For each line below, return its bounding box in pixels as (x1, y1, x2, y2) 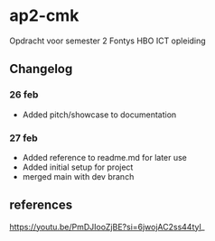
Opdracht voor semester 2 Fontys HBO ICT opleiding (9, 35, 206, 46)
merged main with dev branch (22, 171, 135, 181)
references (9, 198, 73, 213)
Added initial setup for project (22, 162, 134, 172)
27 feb (9, 132, 38, 144)
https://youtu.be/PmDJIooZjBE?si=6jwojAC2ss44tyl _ (9, 221, 205, 232)
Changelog (9, 61, 73, 77)
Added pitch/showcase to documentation (22, 109, 177, 120)
